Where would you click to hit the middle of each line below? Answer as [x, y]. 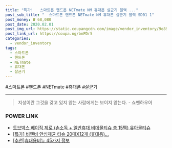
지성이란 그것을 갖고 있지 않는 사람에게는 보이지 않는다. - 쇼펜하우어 [85, 102]
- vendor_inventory [31, 43]
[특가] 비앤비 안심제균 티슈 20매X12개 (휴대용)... [61, 134]
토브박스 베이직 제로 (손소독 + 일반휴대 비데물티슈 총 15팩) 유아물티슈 [82, 128]
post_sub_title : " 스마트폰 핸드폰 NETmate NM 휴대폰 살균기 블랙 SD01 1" [80, 15]
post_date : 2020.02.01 [29, 24]
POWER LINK [22, 116]
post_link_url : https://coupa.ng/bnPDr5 [49, 34]
